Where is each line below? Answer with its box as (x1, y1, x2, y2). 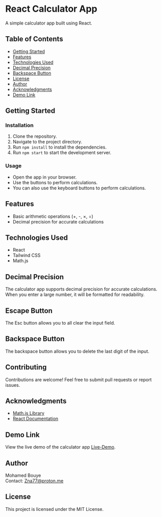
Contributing (5, 363, 47, 372)
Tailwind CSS (12, 252, 41, 258)
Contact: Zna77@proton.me (5, 478, 64, 484)
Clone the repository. (12, 133, 57, 139)
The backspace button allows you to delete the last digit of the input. (5, 348, 149, 354)
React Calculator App (5, 3, 98, 15)
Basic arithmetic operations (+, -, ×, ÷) (12, 213, 93, 219)
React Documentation (12, 415, 59, 422)
